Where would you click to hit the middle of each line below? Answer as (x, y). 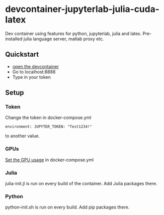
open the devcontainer (36, 66)
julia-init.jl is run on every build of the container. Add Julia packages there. (81, 184)
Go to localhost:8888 (34, 72)
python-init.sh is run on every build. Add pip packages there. (67, 207)
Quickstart (22, 54)
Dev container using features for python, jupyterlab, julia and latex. (73, 33)
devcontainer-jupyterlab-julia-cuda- (82, 9)
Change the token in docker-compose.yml (48, 117)
